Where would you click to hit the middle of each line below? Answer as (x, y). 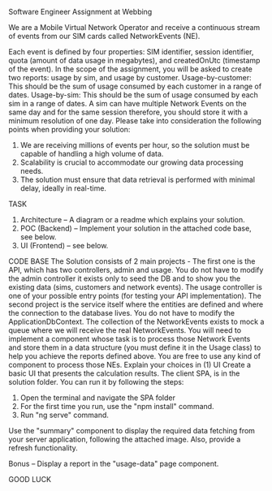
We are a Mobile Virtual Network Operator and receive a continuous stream (134, 27)
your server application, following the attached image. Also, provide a (125, 439)
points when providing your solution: (69, 129)
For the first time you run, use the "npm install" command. (117, 406)
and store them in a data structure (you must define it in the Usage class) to (135, 347)
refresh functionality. (43, 448)
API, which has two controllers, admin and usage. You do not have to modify (136, 270)
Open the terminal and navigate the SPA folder (98, 398)
